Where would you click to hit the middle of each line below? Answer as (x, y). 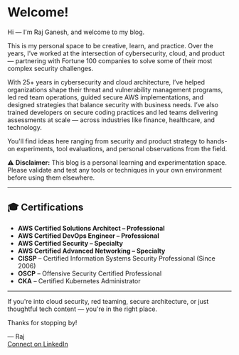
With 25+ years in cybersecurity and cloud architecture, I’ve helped (106, 82)
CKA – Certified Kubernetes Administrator (79, 280)
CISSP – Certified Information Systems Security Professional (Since (116, 258)
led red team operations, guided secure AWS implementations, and (106, 97)
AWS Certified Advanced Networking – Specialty (91, 251)
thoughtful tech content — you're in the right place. (83, 309)
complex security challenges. (51, 68)
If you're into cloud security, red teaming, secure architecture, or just (108, 301)
